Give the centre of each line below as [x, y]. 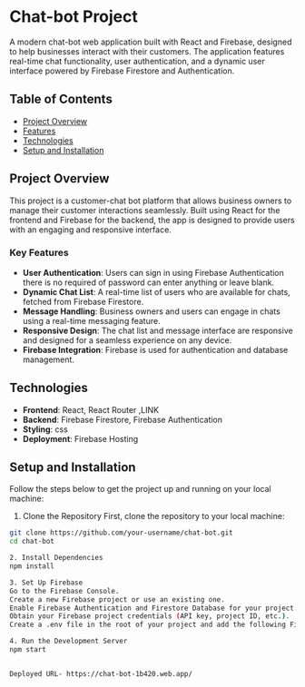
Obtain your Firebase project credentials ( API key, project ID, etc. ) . [150, 616]
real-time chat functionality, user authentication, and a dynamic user [137, 61]
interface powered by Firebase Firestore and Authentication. [122, 71]
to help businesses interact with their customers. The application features [147, 51]
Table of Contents [61, 99]
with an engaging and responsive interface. [91, 230]
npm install [32, 566]
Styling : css [45, 429]
